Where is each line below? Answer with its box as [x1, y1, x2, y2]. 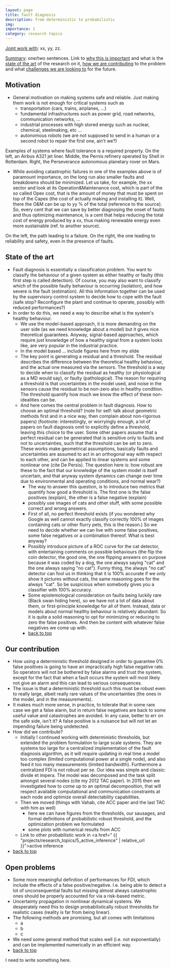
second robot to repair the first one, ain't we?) [20, 137, 117, 144]
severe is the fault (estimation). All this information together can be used [12, 288, 165, 294]
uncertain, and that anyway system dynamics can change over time [20, 473, 163, 479]
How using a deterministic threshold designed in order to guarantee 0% [12, 658, 164, 665]
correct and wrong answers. [28, 505, 88, 511]
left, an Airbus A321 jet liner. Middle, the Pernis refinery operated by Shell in [5, 153, 164, 159]
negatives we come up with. [28, 624, 87, 631]
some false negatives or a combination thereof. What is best [28, 532, 155, 538]
